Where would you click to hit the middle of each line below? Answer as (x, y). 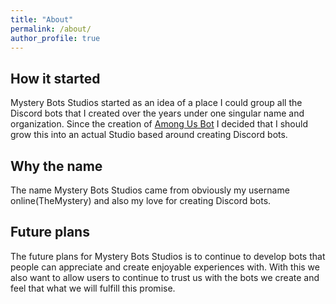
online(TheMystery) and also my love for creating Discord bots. (141, 200)
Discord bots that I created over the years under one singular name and (157, 113)
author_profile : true (55, 38)
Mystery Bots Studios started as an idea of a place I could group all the (156, 103)
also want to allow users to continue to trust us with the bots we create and (165, 277)
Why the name (56, 166)
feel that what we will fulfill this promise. (93, 288)
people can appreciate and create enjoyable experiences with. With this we (165, 267)
